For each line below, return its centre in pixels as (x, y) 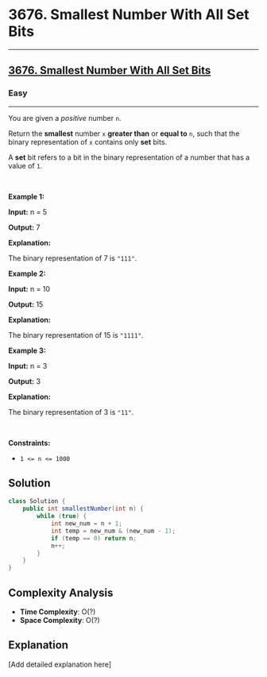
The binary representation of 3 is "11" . (71, 412)
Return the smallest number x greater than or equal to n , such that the (124, 133)
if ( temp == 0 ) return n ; (93, 538)
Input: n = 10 (29, 288)
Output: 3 (25, 381)
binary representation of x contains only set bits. (88, 141)
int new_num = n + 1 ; (87, 524)
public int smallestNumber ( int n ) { (83, 509)
